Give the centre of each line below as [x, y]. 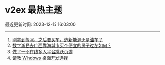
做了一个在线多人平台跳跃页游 [42, 51]
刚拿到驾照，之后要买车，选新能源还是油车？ [57, 39]
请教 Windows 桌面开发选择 [40, 58]
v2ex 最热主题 [34, 10]
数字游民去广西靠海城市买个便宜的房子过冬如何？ [62, 45]
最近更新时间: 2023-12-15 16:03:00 [41, 24]
